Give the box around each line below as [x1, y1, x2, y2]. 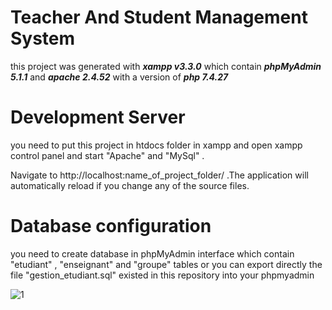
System [10, 27, 76, 50]
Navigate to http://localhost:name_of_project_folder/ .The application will [10, 169, 309, 181]
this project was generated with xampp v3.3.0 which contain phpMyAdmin [10, 60, 322, 72]
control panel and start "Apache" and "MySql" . [10, 149, 205, 161]
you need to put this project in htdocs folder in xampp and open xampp [10, 139, 303, 151]
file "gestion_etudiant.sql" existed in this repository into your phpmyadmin [10, 269, 315, 281]
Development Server [10, 106, 186, 129]
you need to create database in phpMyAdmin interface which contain [10, 247, 295, 260]
